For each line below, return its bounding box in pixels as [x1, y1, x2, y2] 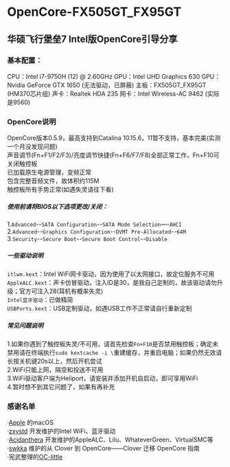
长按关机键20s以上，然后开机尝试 [7, 357, 102, 365]
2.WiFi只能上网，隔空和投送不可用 [7, 365, 104, 374]
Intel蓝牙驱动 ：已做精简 [7, 296, 73, 304]
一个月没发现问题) [7, 142, 58, 151]
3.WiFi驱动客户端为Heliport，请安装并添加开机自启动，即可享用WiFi [7, 374, 198, 383]
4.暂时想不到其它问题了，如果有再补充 [7, 383, 115, 391]
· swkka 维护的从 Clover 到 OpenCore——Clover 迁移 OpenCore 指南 [7, 444, 200, 453]
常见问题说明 [7, 321, 43, 330]
